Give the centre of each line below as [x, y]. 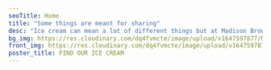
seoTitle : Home [34, 16]
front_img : [27, 46]
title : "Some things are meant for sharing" [84, 23]
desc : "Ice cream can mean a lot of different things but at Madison [128, 31]
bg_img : [21, 38]
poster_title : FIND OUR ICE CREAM [67, 53]
